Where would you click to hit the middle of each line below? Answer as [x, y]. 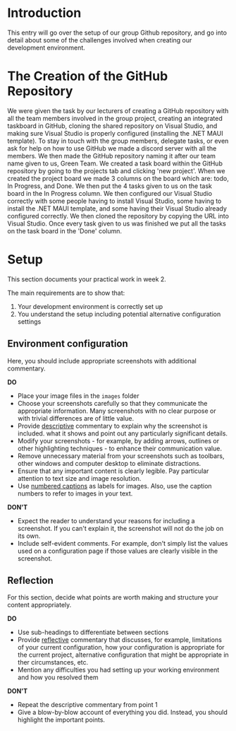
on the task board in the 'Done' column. [64, 230]
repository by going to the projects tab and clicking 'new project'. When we [116, 170]
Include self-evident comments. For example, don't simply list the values [123, 543]
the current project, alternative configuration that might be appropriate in [123, 655]
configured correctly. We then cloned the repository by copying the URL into [118, 216]
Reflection [31, 581]
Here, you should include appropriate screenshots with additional [102, 361]
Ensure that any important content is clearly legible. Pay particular [113, 471]
